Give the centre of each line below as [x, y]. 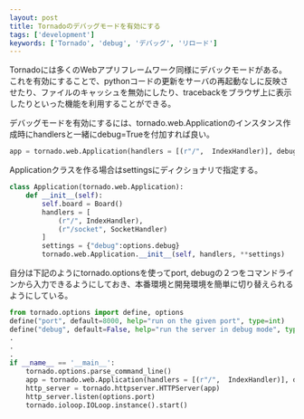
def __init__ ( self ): [64, 195]
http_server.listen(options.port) [90, 396]
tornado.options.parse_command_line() [99, 372]
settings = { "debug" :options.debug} [111, 246]
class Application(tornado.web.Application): [96, 187]
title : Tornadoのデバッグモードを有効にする [85, 26]
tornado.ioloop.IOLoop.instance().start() [107, 405]
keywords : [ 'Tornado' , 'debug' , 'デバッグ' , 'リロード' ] [114, 43]
